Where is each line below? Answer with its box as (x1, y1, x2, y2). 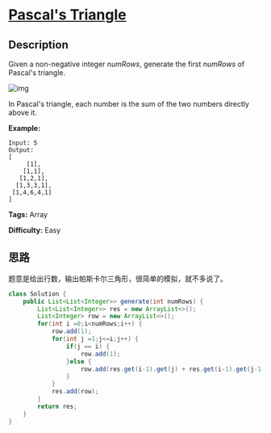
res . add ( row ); (51, 388, 99, 396)
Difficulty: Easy (8, 225, 61, 235)
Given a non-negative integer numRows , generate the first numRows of (8, 59, 245, 69)
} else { (65, 357, 92, 365)
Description (8, 38, 69, 52)
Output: (8, 146, 35, 154)
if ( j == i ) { (65, 342, 110, 351)
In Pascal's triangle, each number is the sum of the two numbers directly (8, 99, 250, 108)
